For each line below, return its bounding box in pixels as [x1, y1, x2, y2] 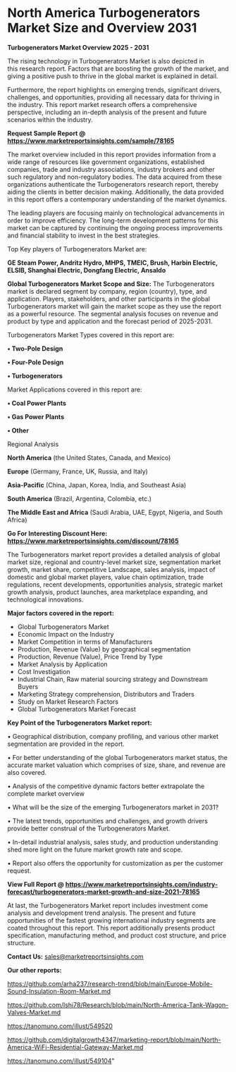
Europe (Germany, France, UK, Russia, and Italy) [7, 467, 148, 475]
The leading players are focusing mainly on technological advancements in [7, 208, 225, 217]
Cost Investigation [17, 667, 70, 675]
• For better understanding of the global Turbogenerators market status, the [7, 753, 228, 761]
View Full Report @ [7, 880, 65, 888]
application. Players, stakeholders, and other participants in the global [7, 294, 210, 303]
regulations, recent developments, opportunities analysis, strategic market [7, 580, 223, 589]
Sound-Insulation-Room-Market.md [7, 987, 111, 995]
